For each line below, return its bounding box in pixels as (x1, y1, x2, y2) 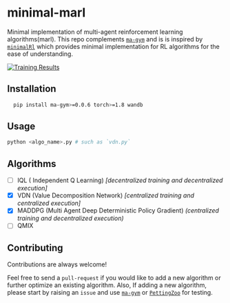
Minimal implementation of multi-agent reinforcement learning (7, 28, 184, 36)
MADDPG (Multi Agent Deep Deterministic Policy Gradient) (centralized (17, 206, 219, 215)
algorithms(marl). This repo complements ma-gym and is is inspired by (7, 35, 203, 43)
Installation (7, 83, 56, 95)
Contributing (7, 242, 63, 253)
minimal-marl (7, 5, 86, 21)
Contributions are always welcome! (7, 260, 107, 268)
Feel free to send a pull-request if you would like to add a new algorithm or (7, 274, 222, 282)
